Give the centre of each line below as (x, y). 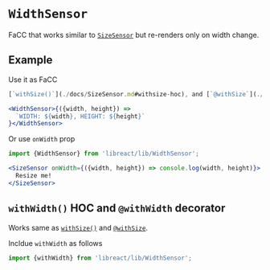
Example (31, 60)
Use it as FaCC (33, 80)
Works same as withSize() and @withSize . (78, 227)
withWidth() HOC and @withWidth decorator (117, 209)
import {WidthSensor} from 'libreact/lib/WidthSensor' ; (104, 154)
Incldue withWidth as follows (55, 243)
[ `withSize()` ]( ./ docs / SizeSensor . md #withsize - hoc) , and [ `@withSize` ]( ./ (136, 94)
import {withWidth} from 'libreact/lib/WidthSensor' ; (100, 258)
